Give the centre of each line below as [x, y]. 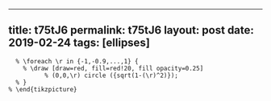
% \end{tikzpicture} [43, 89]
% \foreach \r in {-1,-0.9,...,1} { [77, 61]
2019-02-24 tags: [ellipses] [79, 43]
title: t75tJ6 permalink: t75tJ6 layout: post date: [131, 30]
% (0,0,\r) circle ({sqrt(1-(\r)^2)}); [111, 75]
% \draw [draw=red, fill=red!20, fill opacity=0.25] [113, 68]
